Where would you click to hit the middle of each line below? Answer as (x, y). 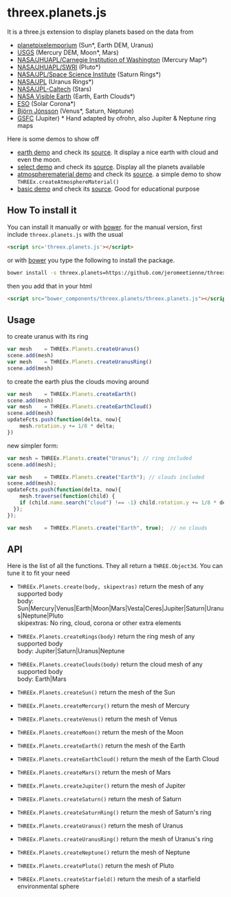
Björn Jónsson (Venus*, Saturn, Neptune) (75, 111)
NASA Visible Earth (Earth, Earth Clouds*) (76, 96)
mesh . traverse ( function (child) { (67, 496)
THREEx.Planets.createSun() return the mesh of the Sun (96, 693)
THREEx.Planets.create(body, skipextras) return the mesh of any (110, 587)
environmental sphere (48, 887)
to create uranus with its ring (48, 337)
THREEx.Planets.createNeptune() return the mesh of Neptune (103, 852)
